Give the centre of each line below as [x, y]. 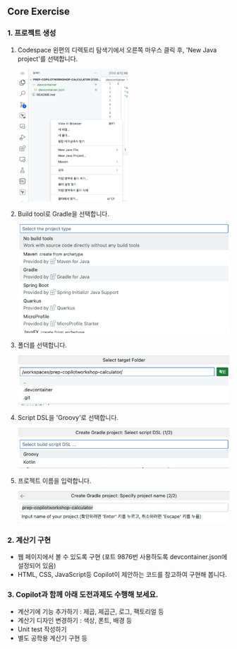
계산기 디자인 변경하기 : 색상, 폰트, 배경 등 [75, 620]
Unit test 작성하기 [42, 629]
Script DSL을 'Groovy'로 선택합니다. [68, 417]
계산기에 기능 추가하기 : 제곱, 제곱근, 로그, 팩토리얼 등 [91, 612]
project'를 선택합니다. [48, 59]
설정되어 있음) [37, 566]
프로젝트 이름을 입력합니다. [54, 481]
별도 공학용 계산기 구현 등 [53, 638]
